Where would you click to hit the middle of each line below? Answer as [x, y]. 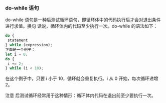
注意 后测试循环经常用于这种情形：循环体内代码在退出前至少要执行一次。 [80, 95]
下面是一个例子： [20, 49]
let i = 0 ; [17, 54]
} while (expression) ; [29, 45]
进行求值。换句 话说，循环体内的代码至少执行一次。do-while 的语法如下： [81, 26]
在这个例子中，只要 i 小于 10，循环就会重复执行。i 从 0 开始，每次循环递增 [82, 78]
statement [18, 40]
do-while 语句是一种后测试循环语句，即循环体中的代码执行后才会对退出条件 [83, 20]
